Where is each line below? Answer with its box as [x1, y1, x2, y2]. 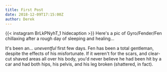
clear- [148, 50, 160, 56]
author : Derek [5, 16, 35, 21]
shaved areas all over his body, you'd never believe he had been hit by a [12, 56, 161, 62]
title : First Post [5, 7, 43, 12]
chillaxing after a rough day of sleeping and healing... [5, 35, 115, 41]
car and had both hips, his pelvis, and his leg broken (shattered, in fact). [5, 61, 153, 67]
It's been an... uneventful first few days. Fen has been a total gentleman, [5, 45, 154, 51]
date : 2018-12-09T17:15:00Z [5, 12, 64, 17]
